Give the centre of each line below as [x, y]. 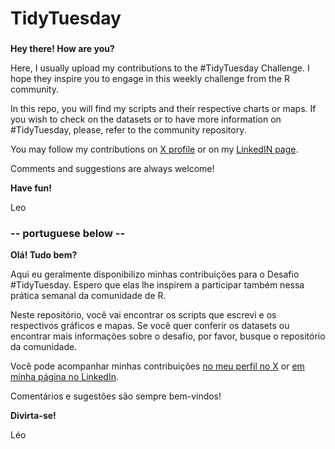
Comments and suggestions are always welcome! [112, 169]
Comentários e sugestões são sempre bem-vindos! [116, 396]
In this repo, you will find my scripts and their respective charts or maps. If [163, 109]
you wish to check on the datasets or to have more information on [146, 119]
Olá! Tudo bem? [44, 255]
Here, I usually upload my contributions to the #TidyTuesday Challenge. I [160, 68]
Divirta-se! [33, 416]
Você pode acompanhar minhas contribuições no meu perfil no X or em [157, 366]
